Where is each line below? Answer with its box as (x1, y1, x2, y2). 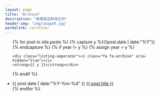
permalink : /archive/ (5, 26, 50, 31)
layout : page (5, 7, 32, 12)
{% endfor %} (12, 86, 41, 92)
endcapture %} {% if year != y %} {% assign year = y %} (19, 44, 135, 50)
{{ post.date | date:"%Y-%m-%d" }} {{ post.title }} (12, 81, 114, 87)
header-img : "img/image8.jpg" (5, 21, 67, 26)
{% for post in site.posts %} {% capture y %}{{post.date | (12, 39, 129, 45)
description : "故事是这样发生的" (5, 16, 68, 21)
